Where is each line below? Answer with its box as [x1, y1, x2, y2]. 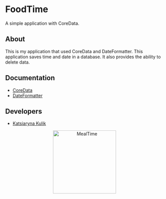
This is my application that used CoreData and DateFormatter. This [5, 48, 143, 54]
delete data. [5, 59, 30, 65]
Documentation [5, 74, 55, 82]
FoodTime [5, 4, 49, 15]
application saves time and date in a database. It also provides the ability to [5, 54, 161, 60]
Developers [5, 107, 42, 116]
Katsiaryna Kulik [12, 120, 46, 127]
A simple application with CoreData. [5, 20, 79, 26]
